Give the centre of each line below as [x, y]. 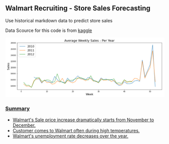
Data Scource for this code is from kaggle [49, 30]
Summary [18, 109]
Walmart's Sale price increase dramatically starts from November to [83, 120]
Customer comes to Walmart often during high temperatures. [76, 130]
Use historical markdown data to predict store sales [59, 20]
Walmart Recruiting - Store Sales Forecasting [78, 8]
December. [24, 125]
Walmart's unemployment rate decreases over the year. [70, 136]
